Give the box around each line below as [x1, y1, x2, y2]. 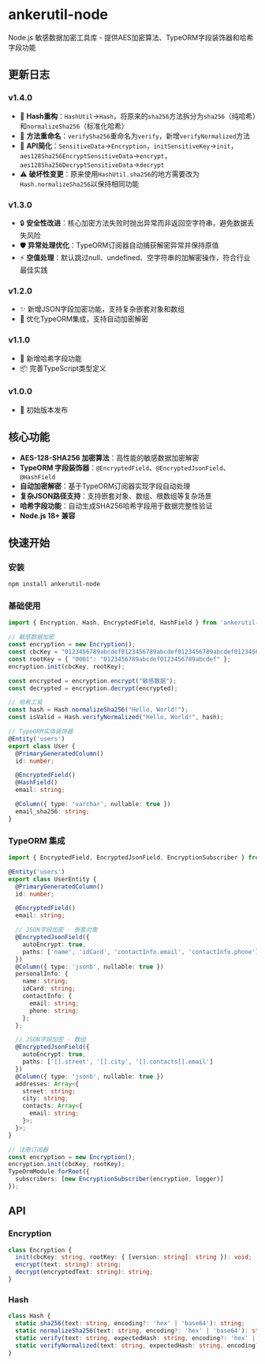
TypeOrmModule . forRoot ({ [8, 1168, 90, 1176]
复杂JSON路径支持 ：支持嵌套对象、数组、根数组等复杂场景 [19, 491, 212, 500]
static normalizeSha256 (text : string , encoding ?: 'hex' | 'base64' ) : [15, 1327, 248, 1335]
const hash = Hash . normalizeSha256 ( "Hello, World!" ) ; [8, 706, 189, 714]
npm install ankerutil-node [8, 580, 101, 589]
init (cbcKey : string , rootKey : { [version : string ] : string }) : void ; [15, 1253, 252, 1261]
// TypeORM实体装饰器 [8, 728, 73, 736]
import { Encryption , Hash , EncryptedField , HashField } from [8, 619, 217, 627]
